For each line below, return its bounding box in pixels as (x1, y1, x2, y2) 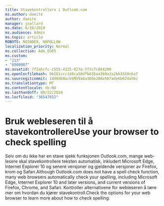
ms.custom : (5, 53, 28, 58)
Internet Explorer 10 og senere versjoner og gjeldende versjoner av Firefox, (5, 164, 158, 169)
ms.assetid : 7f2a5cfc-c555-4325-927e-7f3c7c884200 (5, 67, 112, 72)
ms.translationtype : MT (5, 81, 54, 85)
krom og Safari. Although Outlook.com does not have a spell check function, (5, 169, 160, 175)
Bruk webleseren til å (5, 116, 93, 127)
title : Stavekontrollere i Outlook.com (5, 7, 87, 12)
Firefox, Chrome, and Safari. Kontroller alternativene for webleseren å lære (5, 185, 157, 191)
